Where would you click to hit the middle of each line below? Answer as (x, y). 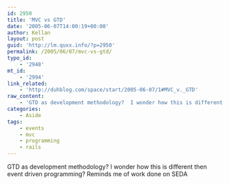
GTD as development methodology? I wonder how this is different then (107, 166)
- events (32, 128)
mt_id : (17, 71)
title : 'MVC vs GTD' (37, 20)
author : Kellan (29, 33)
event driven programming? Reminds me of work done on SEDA (97, 174)
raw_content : (26, 97)
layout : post (26, 39)
